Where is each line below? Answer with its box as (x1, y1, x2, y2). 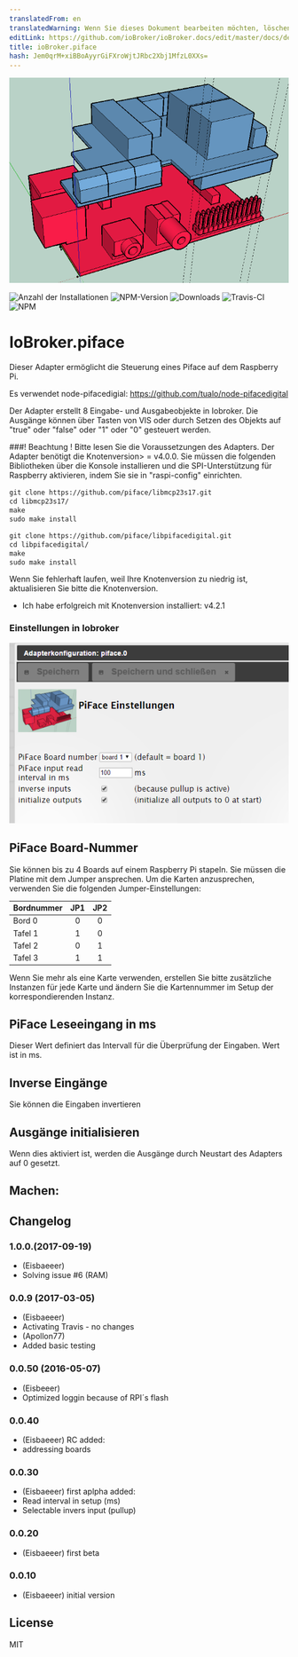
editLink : (9, 33, 46, 42)
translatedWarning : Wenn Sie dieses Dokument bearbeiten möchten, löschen (9, 23, 292, 33)
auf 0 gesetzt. (9, 1157, 60, 1168)
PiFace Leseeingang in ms (9, 1016, 157, 1031)
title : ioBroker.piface (9, 43, 98, 51)
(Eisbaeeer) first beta (21, 1547, 100, 1558)
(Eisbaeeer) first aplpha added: (21, 1487, 136, 1497)
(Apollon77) (21, 1331, 66, 1342)
